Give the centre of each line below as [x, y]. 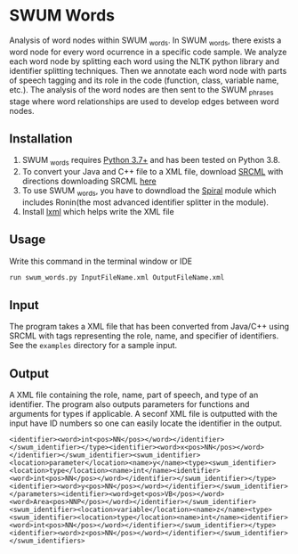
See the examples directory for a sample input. [93, 346]
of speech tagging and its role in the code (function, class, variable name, [144, 80]
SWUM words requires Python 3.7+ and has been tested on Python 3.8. [151, 161]
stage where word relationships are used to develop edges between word [144, 101]
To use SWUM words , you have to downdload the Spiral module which [149, 191]
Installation [41, 138]
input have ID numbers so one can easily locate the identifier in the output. [146, 423]
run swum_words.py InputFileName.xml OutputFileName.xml [117, 277]
